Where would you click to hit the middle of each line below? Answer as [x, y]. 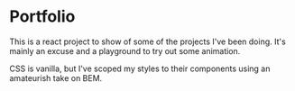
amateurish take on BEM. [56, 77]
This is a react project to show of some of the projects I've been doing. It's [147, 41]
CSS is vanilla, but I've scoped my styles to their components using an [140, 68]
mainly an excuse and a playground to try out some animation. [125, 50]
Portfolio [42, 17]
